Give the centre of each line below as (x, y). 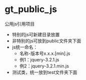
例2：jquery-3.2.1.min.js (44, 66)
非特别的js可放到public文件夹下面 (47, 41)
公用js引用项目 (20, 24)
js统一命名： (25, 47)
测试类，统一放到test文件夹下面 (45, 72)
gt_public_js (31, 9)
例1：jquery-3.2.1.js (39, 59)
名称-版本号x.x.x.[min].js (45, 53)
